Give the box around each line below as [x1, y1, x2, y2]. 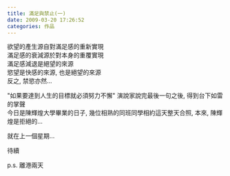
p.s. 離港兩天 [7, 161, 43, 169]
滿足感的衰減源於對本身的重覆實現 [7, 51, 104, 59]
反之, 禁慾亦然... [7, 77, 53, 85]
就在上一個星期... [7, 132, 55, 140]
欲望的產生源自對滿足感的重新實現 [7, 43, 104, 51]
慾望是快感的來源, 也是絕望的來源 [7, 68, 101, 76]
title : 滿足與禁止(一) [7, 10, 66, 17]
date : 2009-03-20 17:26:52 [7, 16, 85, 23]
